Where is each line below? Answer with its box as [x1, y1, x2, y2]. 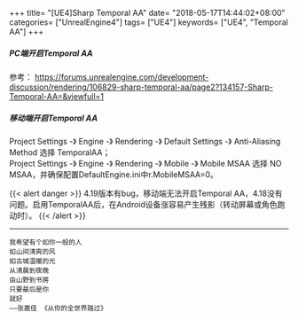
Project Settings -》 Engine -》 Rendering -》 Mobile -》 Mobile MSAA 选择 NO [9, 158, 282, 168]
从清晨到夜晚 [9, 266, 50, 275]
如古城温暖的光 [9, 256, 56, 265]
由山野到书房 [9, 275, 50, 285]
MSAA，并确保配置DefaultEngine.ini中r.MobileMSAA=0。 [9, 168, 219, 180]
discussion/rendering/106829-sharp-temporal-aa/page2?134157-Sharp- [9, 82, 273, 92]
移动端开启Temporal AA [9, 113, 98, 123]
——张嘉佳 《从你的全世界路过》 [9, 303, 108, 313]
